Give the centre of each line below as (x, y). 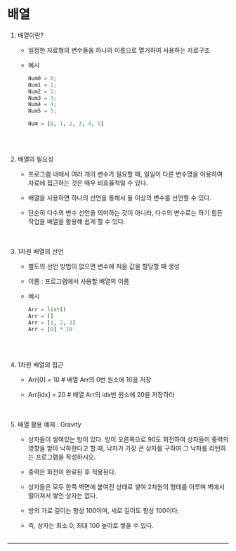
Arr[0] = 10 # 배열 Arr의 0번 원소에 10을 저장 (90, 380)
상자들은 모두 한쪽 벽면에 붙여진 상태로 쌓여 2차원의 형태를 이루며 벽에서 (126, 486)
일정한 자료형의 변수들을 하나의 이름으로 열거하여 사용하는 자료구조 (119, 50)
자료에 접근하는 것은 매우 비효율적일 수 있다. (88, 183)
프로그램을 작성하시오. (66, 457)
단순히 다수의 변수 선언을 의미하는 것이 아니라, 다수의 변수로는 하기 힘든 (125, 213)
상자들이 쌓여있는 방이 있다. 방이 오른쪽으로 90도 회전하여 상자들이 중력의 (128, 439)
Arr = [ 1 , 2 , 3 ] (52, 323)
